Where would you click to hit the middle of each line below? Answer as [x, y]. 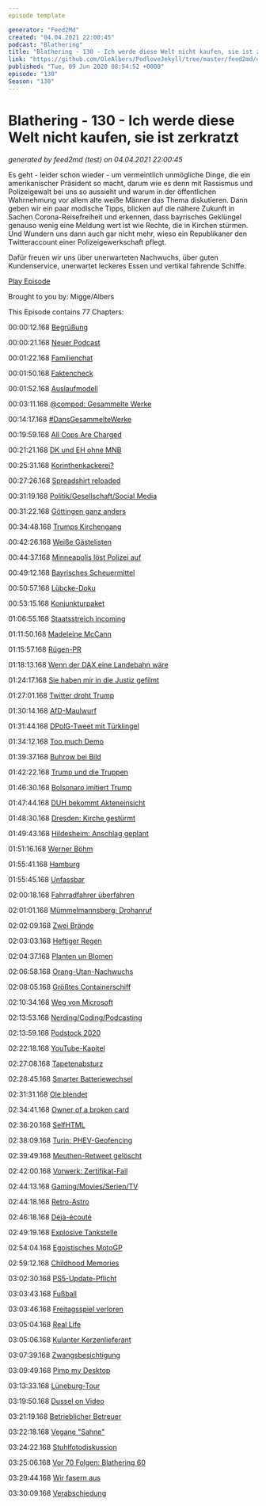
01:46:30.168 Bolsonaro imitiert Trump [70, 787]
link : [17, 59]
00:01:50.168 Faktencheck [51, 373]
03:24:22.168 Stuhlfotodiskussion [63, 1447]
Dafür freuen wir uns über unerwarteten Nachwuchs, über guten [114, 257]
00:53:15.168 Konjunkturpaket [57, 603]
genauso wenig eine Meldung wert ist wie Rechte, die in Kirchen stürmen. [128, 225]
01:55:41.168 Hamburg [44, 864]
